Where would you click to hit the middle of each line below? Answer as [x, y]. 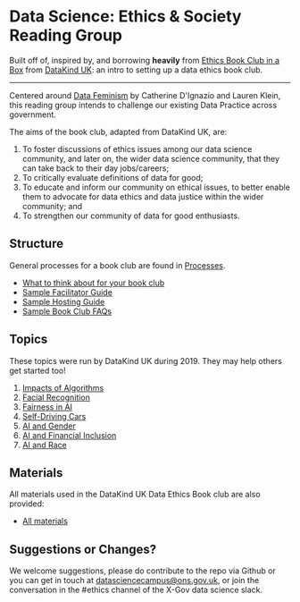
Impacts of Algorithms [63, 387]
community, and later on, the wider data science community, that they [150, 158]
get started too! [38, 370]
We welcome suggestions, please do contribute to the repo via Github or [143, 571]
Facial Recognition [56, 397]
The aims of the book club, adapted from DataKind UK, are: [118, 131]
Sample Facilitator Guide [67, 292]
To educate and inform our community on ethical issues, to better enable [156, 187]
